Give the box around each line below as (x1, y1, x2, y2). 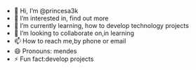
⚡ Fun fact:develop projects (13, 55, 94, 63)
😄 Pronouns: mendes (13, 47, 77, 55)
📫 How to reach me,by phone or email (13, 37, 126, 45)
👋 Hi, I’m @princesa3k (13, 7, 79, 15)
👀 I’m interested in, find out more (13, 14, 109, 22)
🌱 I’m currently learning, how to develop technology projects (13, 22, 190, 29)
